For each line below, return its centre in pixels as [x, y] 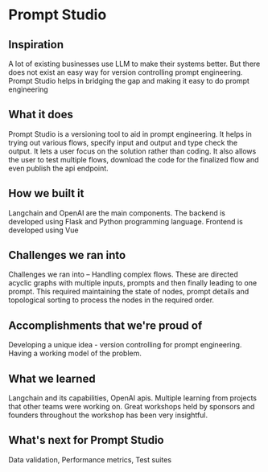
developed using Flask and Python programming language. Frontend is [126, 221]
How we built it [46, 193]
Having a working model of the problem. [75, 353]
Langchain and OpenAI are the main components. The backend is [117, 213]
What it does [41, 115]
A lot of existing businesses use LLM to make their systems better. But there [134, 64]
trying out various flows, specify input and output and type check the [123, 142]
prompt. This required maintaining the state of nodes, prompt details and [129, 292]
